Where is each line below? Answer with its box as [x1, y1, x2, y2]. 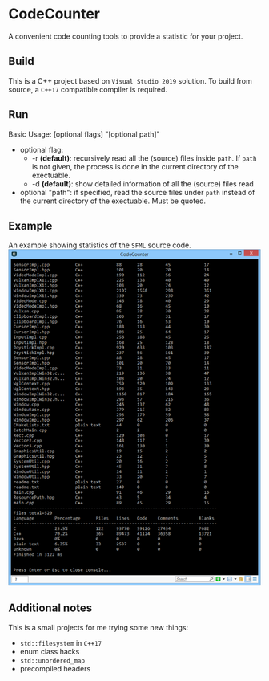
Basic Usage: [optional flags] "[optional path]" [8, 129, 160, 139]
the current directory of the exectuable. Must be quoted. [19, 196, 207, 206]
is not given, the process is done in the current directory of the [31, 161, 239, 171]
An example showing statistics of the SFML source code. [8, 240, 191, 250]
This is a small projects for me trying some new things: [8, 622, 189, 632]
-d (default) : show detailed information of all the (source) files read [31, 178, 254, 189]
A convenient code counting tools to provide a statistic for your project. [8, 31, 243, 41]
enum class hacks [19, 646, 80, 656]
